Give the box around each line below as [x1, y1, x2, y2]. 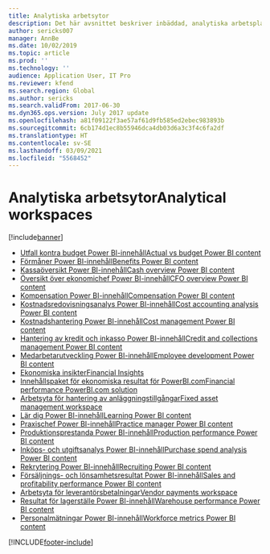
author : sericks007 [8, 27, 74, 35]
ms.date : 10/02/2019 [8, 42, 78, 50]
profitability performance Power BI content [19, 479, 162, 489]
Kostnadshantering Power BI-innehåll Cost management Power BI [19, 316, 235, 326]
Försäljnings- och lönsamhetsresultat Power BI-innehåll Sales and [19, 470, 235, 480]
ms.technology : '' [8, 64, 70, 72]
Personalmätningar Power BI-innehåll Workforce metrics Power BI [19, 513, 236, 523]
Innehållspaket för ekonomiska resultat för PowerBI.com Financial [19, 376, 235, 387]
